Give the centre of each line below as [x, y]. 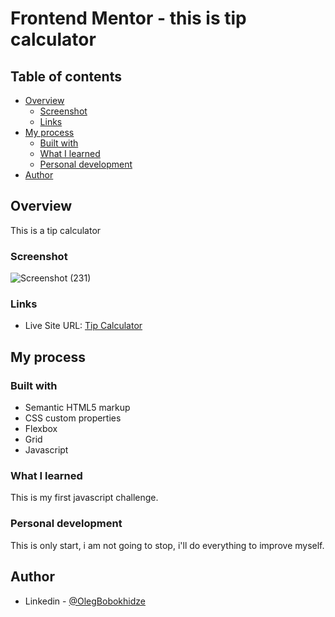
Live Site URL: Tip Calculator [83, 326]
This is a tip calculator [56, 230]
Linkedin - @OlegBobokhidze [85, 601]
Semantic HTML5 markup [77, 408]
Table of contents [66, 76]
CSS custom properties [73, 418]
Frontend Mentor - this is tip [128, 18]
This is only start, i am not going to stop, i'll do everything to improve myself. [167, 545]
